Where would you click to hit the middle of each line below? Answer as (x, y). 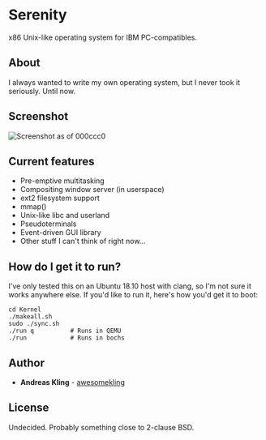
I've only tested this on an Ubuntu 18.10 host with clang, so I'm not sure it (130, 286)
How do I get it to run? (65, 266)
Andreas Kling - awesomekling (73, 382)
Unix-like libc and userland (65, 216)
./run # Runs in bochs (67, 338)
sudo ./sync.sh (34, 324)
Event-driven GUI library (60, 233)
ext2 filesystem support (60, 198)
